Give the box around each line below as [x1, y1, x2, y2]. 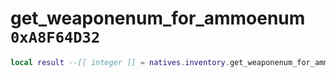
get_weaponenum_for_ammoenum [10, 7, 306, 30]
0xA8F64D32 [10, 28, 101, 47]
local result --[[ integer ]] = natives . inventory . [10, 57, 230, 67]
